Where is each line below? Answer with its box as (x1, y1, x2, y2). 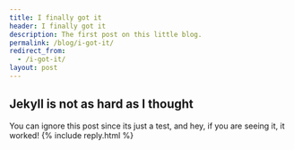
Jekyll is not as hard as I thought (9, 96, 195, 112)
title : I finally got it (9, 13, 102, 22)
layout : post (9, 64, 58, 73)
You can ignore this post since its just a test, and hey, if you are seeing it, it (9, 120, 285, 131)
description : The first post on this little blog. (9, 30, 203, 39)
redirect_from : (9, 47, 66, 56)
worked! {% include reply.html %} (9, 129, 134, 140)
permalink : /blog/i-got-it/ (9, 38, 115, 48)
